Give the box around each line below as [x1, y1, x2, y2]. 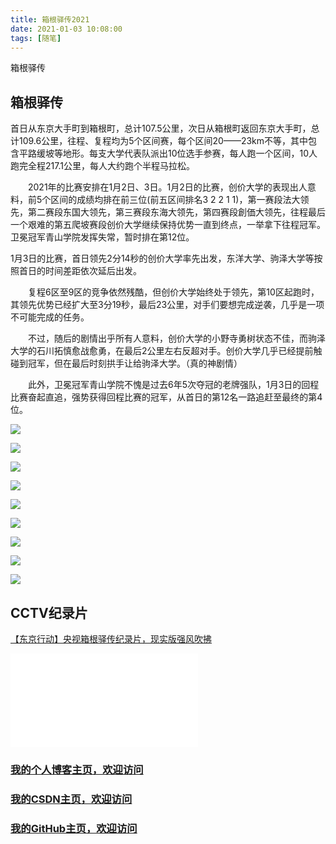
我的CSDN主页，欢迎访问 [10, 792, 133, 806]
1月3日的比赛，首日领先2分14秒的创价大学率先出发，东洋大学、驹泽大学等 [10, 252, 315, 265]
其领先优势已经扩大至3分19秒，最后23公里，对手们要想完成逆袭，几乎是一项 [10, 299, 325, 311]
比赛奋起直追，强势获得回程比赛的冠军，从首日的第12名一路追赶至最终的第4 [10, 391, 323, 403]
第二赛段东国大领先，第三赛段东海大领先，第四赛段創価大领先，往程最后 [27, 206, 326, 218]
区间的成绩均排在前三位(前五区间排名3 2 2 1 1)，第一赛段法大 [50, 194, 301, 206]
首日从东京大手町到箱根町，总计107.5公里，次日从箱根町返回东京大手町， [10, 122, 312, 135]
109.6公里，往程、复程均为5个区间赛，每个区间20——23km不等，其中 [18, 135, 309, 147]
